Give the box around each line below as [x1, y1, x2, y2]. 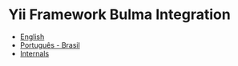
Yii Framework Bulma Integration [8, 6, 231, 24]
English [19, 32, 45, 41]
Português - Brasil [19, 40, 80, 49]
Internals [19, 49, 50, 58]
